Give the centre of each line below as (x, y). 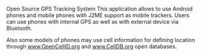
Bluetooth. (19, 28)
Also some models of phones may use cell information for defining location (101, 40)
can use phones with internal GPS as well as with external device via (93, 22)
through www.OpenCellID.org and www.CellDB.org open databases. (92, 46)
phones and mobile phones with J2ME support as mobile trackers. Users (98, 15)
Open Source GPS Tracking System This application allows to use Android (100, 9)
